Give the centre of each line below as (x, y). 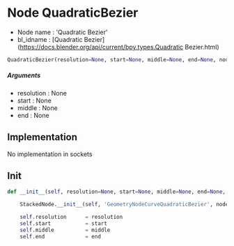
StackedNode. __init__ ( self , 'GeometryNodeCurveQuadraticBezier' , (117, 205)
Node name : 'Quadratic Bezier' (62, 32)
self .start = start (64, 224)
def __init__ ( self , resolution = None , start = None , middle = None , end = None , (117, 192)
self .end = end (60, 236)
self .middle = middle (65, 230)
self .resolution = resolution (71, 217)
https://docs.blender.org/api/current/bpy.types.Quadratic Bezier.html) (119, 47)
